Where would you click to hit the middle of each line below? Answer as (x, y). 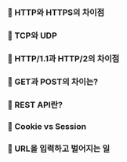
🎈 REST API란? (35, 105)
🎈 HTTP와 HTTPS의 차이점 (56, 12)
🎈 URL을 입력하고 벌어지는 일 (59, 149)
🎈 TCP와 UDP (33, 35)
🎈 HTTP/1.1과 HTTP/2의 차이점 (63, 58)
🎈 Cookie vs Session (47, 126)
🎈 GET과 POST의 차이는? (53, 82)
